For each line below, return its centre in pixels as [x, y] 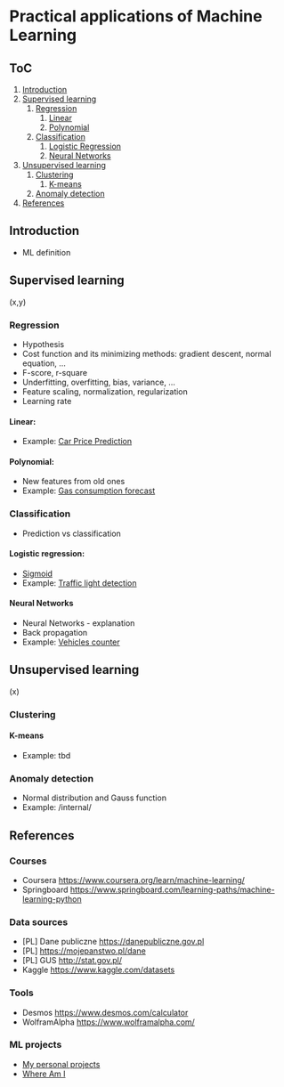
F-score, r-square [54, 372]
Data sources [39, 921]
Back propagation [55, 633]
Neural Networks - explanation [78, 623]
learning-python [52, 899]
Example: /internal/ [57, 807]
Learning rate [47, 401]
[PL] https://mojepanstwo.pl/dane [84, 951]
